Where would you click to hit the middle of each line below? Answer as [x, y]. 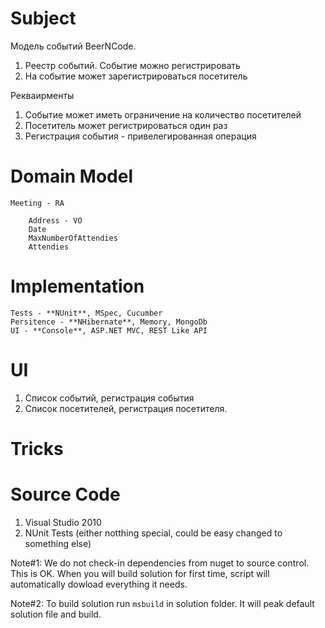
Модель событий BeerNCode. [73, 46]
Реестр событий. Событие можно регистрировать [132, 65]
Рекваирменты [42, 95]
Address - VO [55, 220]
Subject [43, 18]
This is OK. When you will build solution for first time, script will [140, 573]
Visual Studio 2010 [63, 522]
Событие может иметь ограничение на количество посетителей [163, 114]
